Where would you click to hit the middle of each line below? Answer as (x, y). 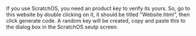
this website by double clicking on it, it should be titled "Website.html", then (98, 15)
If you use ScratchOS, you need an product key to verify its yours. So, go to (98, 8)
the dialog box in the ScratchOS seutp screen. (62, 27)
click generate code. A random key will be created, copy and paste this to (96, 21)
